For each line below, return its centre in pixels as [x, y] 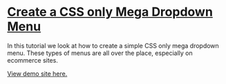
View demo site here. [37, 74]
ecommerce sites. [33, 60]
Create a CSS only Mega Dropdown [110, 12]
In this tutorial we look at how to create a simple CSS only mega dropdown [113, 45]
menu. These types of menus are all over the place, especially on [100, 53]
